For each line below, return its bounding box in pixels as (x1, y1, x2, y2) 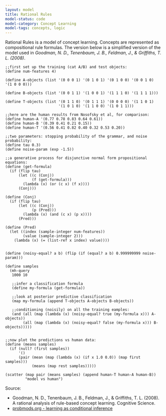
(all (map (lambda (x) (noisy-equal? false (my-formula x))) (23, 320, 152, 325)
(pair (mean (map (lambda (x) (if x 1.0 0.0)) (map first (18, 355, 141, 360)
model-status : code (5, 16, 46, 21)
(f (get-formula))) (31, 177, 72, 182)
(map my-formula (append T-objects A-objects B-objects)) (11, 299, 134, 304)
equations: (5, 160, 28, 165)
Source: (5, 385, 21, 391)
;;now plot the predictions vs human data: (5, 338, 97, 343)
